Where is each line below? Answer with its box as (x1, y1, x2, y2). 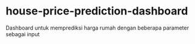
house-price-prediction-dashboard (5, 4, 188, 18)
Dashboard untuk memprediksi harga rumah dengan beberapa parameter (5, 24, 190, 31)
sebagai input (5, 30, 40, 37)
